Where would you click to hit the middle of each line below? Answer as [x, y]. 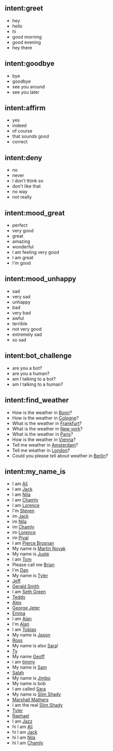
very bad [21, 312]
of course [22, 131]
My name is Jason [31, 635]
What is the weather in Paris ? [43, 434]
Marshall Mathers [30, 700]
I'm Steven [23, 511]
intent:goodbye [30, 64]
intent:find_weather [37, 400]
